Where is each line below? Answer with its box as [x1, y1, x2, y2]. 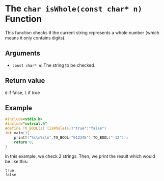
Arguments [5, 49, 41, 58]
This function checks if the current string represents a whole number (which [5, 30, 160, 35]
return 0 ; [14, 140, 34, 145]
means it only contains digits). [5, 35, 66, 41]
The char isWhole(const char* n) [5, 3, 142, 14]
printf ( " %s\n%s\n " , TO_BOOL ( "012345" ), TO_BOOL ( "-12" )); [14, 135, 129, 140]
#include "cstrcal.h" [5, 121, 48, 126]
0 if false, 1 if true [5, 90, 40, 95]
